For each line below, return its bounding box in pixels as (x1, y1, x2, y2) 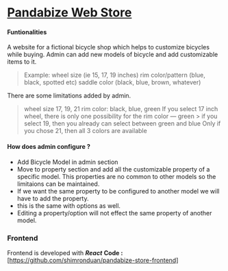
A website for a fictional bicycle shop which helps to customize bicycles (7, 43, 210, 51)
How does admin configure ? (7, 142, 90, 150)
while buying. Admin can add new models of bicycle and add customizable (7, 50, 218, 59)
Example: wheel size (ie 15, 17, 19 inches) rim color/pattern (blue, (23, 71, 205, 80)
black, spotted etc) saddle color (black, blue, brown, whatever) (23, 78, 201, 86)
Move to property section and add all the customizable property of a (16, 165, 210, 173)
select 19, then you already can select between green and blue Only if (23, 119, 221, 128)
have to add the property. (16, 194, 89, 202)
